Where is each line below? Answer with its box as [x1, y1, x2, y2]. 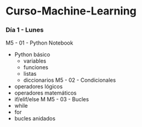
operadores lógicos [14, 83, 63, 90]
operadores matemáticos [14, 89, 77, 97]
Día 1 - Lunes [5, 26, 44, 34]
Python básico [14, 51, 51, 58]
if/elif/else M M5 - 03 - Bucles [14, 96, 89, 103]
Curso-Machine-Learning [5, 4, 137, 18]
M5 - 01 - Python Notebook [5, 39, 73, 46]
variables [23, 57, 46, 64]
